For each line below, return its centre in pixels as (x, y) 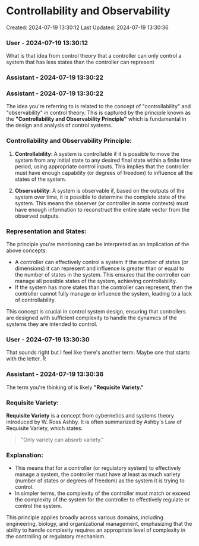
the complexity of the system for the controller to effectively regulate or (102, 500)
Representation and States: (47, 231)
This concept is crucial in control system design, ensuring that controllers (96, 312)
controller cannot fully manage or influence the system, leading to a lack (103, 294)
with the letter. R (26, 359)
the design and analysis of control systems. (59, 125)
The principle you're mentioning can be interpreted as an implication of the (98, 244)
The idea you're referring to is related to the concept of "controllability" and (99, 106)
